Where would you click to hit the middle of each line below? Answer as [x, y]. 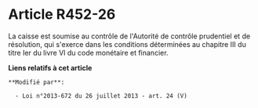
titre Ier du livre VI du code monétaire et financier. [88, 52]
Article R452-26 [62, 14]
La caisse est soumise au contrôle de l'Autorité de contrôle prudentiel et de [129, 36]
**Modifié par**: [36, 82]
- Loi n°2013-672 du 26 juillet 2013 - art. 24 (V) [102, 95]
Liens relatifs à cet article [50, 67]
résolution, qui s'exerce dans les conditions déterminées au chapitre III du [127, 44]
